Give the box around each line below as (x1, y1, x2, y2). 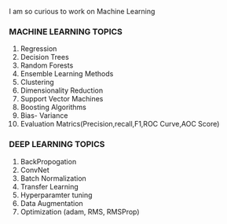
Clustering (20, 78, 54, 87)
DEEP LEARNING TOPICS (9, 139, 105, 150)
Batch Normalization (20, 173, 87, 183)
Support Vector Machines (20, 94, 104, 104)
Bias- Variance (20, 111, 68, 120)
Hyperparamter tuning (20, 190, 93, 200)
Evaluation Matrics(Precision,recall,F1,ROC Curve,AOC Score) (20, 119, 220, 129)
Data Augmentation (20, 198, 83, 207)
